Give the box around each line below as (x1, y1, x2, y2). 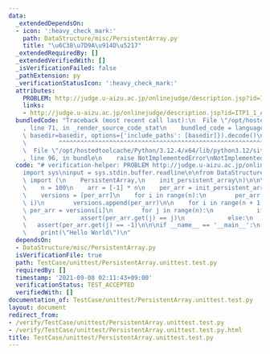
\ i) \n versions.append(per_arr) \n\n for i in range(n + (22, 199, 253, 207)
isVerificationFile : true (15, 251, 103, 259)
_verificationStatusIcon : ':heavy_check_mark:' (15, 79, 178, 87)
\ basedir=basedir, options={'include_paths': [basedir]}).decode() (22, 131, 257, 139)
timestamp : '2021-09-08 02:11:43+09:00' (15, 274, 153, 282)
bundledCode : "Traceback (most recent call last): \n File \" (15, 117, 228, 125)
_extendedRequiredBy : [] (15, 49, 99, 57)
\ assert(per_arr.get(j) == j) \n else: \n (22, 214, 253, 222)
